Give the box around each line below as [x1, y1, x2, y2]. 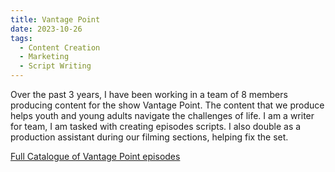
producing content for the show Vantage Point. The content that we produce [10, 99, 325, 111]
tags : [10, 33, 33, 43]
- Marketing [19, 52, 70, 62]
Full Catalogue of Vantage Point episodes [10, 151, 181, 162]
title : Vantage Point [10, 14, 101, 25]
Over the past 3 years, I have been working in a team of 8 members [10, 89, 288, 100]
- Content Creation [19, 42, 101, 53]
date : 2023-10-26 [10, 24, 83, 34]
